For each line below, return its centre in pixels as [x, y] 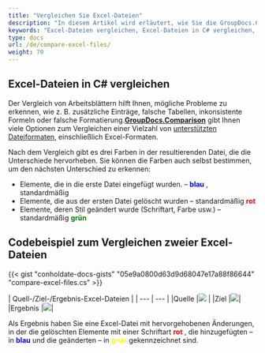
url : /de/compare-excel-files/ [60, 45]
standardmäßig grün [53, 217]
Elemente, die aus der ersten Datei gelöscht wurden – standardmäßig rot [138, 201]
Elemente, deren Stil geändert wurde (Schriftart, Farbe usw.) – [120, 209]
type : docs [26, 38]
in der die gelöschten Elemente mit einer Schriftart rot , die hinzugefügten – [131, 332]
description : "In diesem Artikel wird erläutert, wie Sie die [112, 23]
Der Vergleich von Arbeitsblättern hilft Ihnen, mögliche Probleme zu [118, 103]
